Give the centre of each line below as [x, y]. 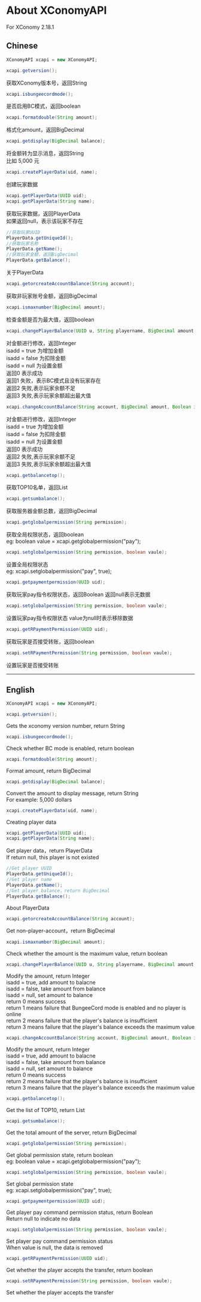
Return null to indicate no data [43, 1219]
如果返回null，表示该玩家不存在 [45, 221]
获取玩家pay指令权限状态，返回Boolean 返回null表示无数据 [78, 594]
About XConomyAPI [57, 10]
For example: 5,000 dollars [39, 799]
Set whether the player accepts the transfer [60, 1292]
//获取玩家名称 [22, 243]
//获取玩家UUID [23, 232]
